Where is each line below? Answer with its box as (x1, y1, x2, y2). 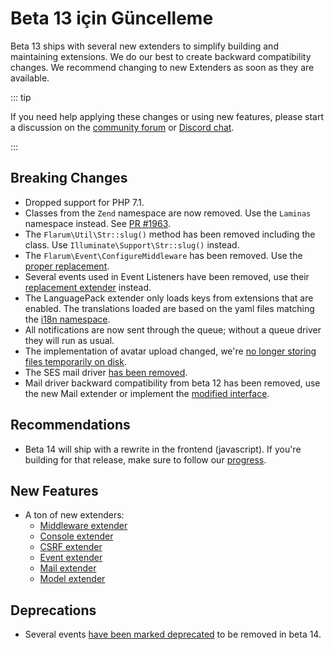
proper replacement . (24, 260, 110, 272)
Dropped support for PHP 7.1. (24, 196, 145, 208)
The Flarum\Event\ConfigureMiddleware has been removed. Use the (24, 249, 303, 261)
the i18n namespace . (24, 313, 111, 325)
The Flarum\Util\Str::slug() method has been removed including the (24, 228, 316, 240)
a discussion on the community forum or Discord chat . (10, 121, 235, 133)
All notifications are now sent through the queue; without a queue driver (24, 323, 322, 336)
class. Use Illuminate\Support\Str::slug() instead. (24, 238, 240, 251)
